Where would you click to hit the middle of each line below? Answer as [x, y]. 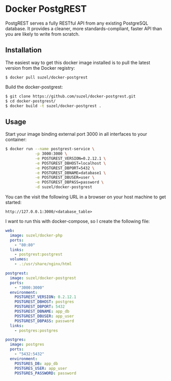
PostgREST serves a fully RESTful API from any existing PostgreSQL [77, 23]
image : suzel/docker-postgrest [43, 278]
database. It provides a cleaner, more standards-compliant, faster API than [84, 28]
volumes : [19, 259]
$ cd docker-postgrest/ [31, 101]
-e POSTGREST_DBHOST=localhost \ [70, 163]
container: [16, 139]
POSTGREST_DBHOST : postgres [44, 302]
